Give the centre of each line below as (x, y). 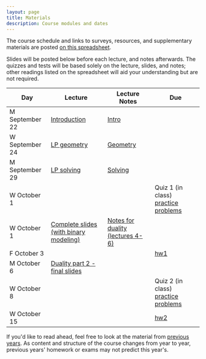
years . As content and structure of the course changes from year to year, (99, 343)
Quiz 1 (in (168, 187)
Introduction (68, 119)
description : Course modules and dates (57, 23)
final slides (66, 271)
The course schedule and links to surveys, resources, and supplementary (99, 41)
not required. (23, 79)
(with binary (68, 232)
